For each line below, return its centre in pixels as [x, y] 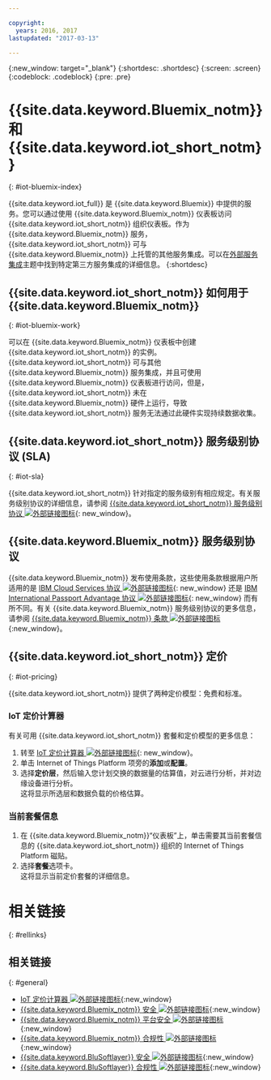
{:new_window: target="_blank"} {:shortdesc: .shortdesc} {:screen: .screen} [135, 68]
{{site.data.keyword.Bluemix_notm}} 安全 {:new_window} [140, 1009]
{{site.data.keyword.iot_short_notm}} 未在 [78, 393]
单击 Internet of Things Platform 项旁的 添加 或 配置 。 [106, 763]
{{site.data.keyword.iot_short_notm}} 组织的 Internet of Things [140, 845]
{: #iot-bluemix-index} [45, 187]
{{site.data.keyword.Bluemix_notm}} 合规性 [92, 1038]
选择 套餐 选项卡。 [49, 866]
